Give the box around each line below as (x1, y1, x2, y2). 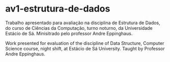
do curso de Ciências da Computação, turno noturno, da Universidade (5, 25, 153, 31)
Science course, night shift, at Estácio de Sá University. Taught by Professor (5, 45, 165, 51)
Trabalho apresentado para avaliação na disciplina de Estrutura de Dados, (5, 20, 160, 26)
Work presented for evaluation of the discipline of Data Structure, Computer (5, 40, 164, 46)
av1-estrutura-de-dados (5, 3, 110, 15)
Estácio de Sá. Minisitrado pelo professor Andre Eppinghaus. (5, 30, 133, 36)
